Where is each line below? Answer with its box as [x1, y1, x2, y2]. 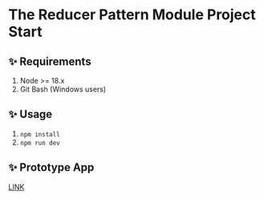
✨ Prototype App [8, 160, 95, 174]
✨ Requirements [8, 55, 91, 68]
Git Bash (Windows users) [19, 84, 107, 94]
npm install [19, 130, 60, 138]
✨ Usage [8, 108, 53, 121]
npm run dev [19, 139, 60, 147]
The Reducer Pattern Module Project [8, 6, 257, 24]
